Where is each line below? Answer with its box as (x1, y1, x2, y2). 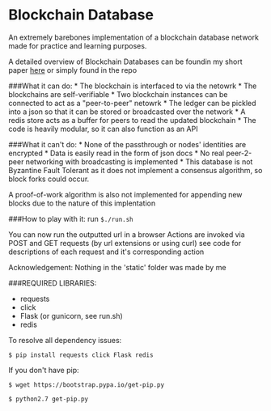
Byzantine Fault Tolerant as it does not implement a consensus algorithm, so (8, 165, 263, 175)
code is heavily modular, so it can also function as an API (8, 124, 198, 133)
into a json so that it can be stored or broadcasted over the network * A (8, 107, 246, 117)
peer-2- (226, 148, 252, 158)
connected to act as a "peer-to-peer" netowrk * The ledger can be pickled (8, 98, 256, 108)
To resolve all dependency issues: (8, 335, 122, 345)
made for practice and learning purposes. (8, 40, 147, 50)
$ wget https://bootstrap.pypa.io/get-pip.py (8, 380, 164, 389)
